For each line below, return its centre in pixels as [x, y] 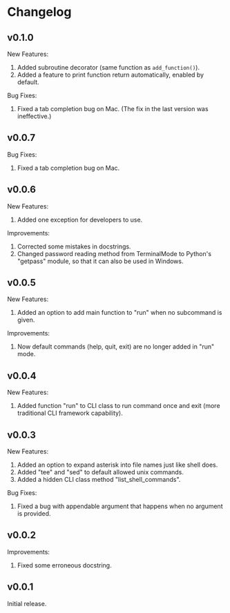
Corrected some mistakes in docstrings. [74, 246]
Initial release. [27, 603]
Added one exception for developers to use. [80, 220]
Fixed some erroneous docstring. [64, 565]
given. [26, 320]
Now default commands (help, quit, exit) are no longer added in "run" [116, 347]
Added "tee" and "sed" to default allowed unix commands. [100, 472]
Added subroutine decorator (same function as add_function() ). [108, 67]
